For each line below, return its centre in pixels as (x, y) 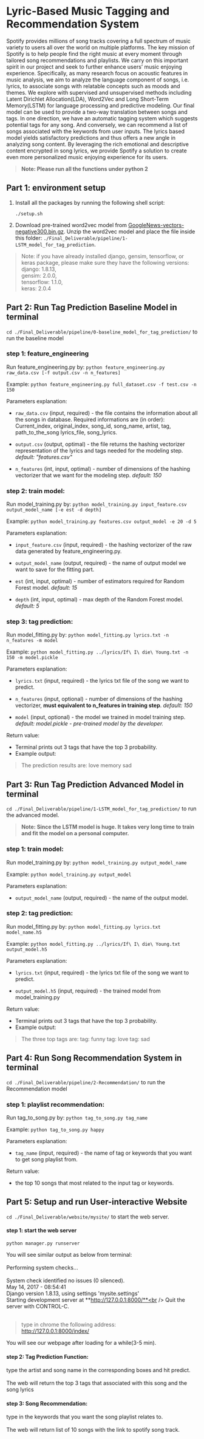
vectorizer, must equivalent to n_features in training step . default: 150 (104, 705)
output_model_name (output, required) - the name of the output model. (102, 898)
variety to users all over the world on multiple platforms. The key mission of (100, 47)
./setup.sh (29, 214)
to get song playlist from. (46, 1159)
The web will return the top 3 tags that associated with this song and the (97, 1383)
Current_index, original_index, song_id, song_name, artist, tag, (93, 426)
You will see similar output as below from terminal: (69, 1254)
